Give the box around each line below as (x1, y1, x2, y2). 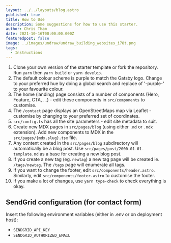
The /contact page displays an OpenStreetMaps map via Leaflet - (13, 107, 152, 114)
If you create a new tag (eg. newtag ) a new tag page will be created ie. (13, 156, 160, 162)
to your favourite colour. (13, 86, 64, 92)
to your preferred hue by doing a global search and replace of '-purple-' (13, 80, 164, 87)
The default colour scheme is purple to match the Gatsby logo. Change (13, 75, 162, 81)
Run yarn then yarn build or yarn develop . (13, 69, 102, 75)
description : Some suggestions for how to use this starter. (6, 21, 138, 27)
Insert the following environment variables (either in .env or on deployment (6, 211, 162, 218)
